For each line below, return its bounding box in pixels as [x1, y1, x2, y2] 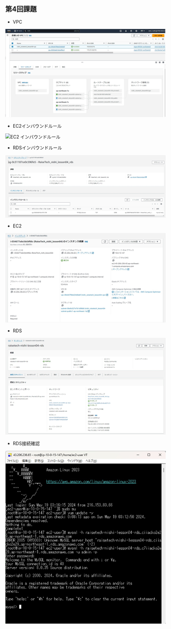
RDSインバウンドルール [12, 145, 62, 151]
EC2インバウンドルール [12, 123, 62, 129]
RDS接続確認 [12, 440, 40, 447]
